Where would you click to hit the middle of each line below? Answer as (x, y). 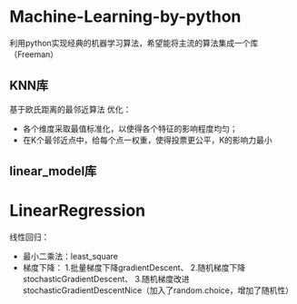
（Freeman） (34, 54)
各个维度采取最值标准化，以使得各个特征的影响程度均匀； (130, 128)
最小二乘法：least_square (70, 257)
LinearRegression (78, 211)
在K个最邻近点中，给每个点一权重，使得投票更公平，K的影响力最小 (147, 140)
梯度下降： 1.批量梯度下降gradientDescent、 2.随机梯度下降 (134, 268)
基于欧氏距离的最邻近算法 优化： (70, 109)
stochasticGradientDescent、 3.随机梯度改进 (106, 279)
